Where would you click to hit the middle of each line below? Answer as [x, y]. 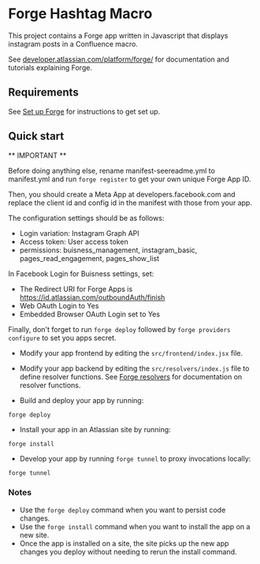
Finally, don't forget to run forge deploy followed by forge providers [119, 329]
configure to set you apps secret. [62, 338]
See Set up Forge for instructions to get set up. [84, 111]
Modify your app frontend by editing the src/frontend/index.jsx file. [131, 353]
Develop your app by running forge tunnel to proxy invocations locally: [135, 458]
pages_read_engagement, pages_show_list [89, 258]
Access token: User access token [74, 241]
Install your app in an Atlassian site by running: [95, 429]
